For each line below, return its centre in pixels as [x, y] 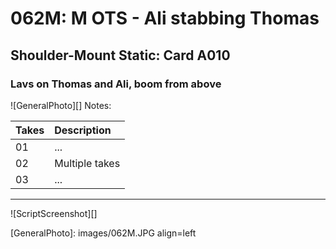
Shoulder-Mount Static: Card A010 [120, 55]
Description [83, 130]
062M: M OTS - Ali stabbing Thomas [165, 18]
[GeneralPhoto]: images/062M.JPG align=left [103, 233]
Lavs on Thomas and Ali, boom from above [116, 84]
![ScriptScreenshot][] [54, 213]
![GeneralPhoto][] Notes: [61, 105]
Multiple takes [87, 163]
